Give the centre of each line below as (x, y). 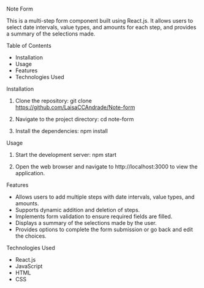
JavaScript (29, 266)
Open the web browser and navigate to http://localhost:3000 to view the (106, 167)
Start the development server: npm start (66, 155)
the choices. (31, 236)
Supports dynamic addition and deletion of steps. (77, 210)
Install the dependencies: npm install (62, 131)
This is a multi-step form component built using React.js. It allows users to (100, 21)
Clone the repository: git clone (53, 101)
